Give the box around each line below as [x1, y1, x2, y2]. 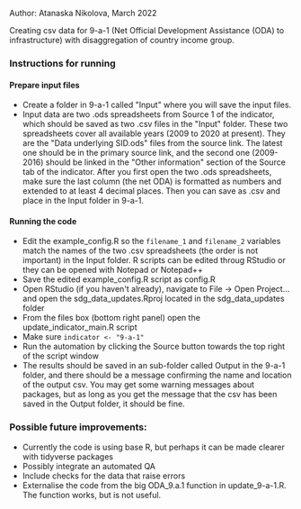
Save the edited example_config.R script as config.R [22, 274, 216, 285]
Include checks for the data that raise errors [22, 470, 186, 481]
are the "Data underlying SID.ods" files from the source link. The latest [22, 138, 283, 149]
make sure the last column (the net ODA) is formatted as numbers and [22, 176, 282, 187]
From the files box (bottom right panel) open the [22, 313, 200, 323]
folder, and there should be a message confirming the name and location [22, 369, 292, 381]
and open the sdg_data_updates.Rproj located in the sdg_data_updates [22, 293, 285, 304]
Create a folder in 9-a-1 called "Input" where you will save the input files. [22, 99, 292, 111]
